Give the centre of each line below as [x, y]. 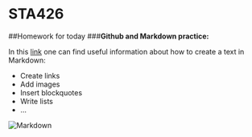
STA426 [36, 14]
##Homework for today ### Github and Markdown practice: [109, 36]
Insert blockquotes [51, 92]
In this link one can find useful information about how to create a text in [126, 51]
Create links [40, 75]
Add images [40, 84]
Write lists [37, 101]
